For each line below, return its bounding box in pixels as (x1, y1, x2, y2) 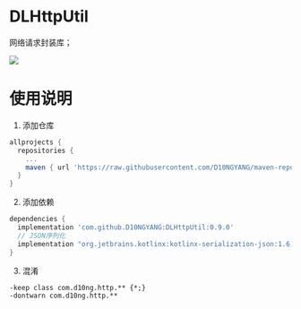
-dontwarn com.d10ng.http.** (9, 291, 118, 300)
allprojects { (9, 137, 63, 147)
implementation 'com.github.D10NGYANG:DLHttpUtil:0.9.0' (17, 223, 235, 232)
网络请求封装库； (9, 37, 73, 47)
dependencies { (9, 215, 66, 224)
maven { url (25, 163, 70, 172)
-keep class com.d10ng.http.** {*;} (9, 283, 146, 292)
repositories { (17, 146, 74, 155)
